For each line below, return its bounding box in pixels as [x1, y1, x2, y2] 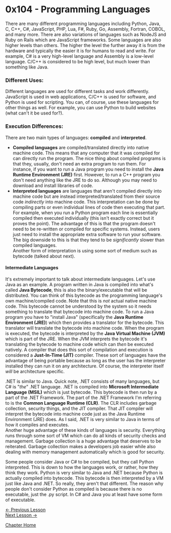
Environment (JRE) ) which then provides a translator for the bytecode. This [5, 319, 164, 326]
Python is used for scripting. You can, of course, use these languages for [5, 99, 159, 105]
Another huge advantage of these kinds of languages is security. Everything [5, 427, 165, 433]
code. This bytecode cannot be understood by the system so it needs [5, 303, 152, 309]
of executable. [5, 497, 36, 503]
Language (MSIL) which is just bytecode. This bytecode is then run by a [5, 389, 157, 395]
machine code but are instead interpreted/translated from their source [12, 193, 160, 199]
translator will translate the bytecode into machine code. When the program [5, 325, 164, 331]
